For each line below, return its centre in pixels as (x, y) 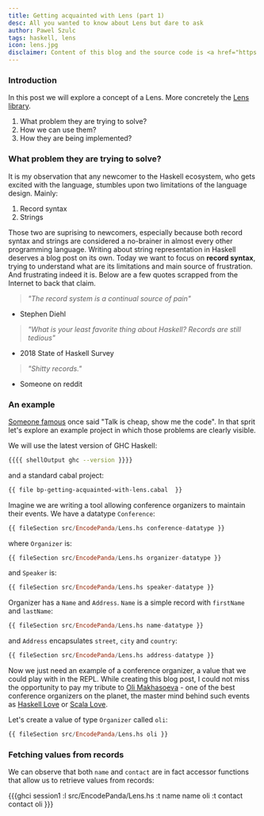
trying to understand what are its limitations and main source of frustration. (130, 266)
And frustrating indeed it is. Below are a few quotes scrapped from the (123, 274)
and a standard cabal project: (56, 475)
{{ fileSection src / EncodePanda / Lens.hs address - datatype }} (111, 656)
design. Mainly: (33, 193)
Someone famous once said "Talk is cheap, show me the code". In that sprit (132, 421)
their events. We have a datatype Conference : (82, 513)
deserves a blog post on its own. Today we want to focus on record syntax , (132, 257)
